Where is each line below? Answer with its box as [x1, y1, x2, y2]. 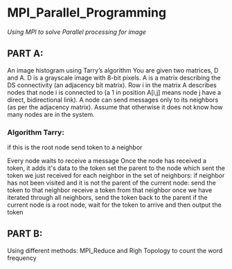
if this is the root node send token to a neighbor [7, 143, 143, 151]
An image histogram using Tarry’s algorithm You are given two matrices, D [7, 66, 219, 74]
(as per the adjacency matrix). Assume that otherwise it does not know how [7, 102, 223, 111]
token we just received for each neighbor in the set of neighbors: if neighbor [7, 171, 225, 180]
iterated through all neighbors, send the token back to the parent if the [7, 194, 208, 202]
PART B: [7, 228, 43, 240]
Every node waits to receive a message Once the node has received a [7, 157, 206, 165]
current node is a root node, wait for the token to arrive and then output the [7, 201, 222, 209]
